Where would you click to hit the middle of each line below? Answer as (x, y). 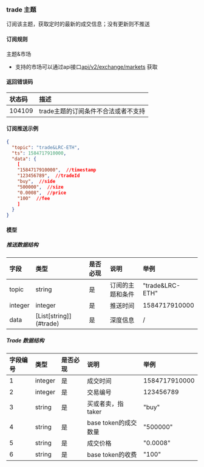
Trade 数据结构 (25, 341)
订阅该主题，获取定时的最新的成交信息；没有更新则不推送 (78, 24)
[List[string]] (53, 316)
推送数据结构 (22, 245)
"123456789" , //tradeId (49, 176)
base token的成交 (112, 423)
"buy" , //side (36, 182)
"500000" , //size (40, 187)
